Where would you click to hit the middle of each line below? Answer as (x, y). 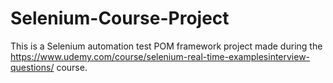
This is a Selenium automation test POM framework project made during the (166, 46)
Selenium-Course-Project (120, 18)
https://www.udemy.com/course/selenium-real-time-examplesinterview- (160, 56)
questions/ (32, 67)
